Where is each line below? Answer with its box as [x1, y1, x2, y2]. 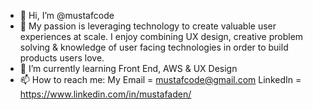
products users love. [19, 52, 105, 64]
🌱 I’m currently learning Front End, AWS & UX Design [19, 63, 238, 74]
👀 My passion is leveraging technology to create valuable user [19, 20, 277, 32]
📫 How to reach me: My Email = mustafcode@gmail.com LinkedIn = [19, 74, 302, 85]
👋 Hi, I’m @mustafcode [19, 10, 115, 21]
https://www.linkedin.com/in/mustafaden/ [19, 88, 192, 100]
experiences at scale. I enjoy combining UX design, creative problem [19, 31, 304, 42]
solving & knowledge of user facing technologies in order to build [19, 41, 289, 53]
